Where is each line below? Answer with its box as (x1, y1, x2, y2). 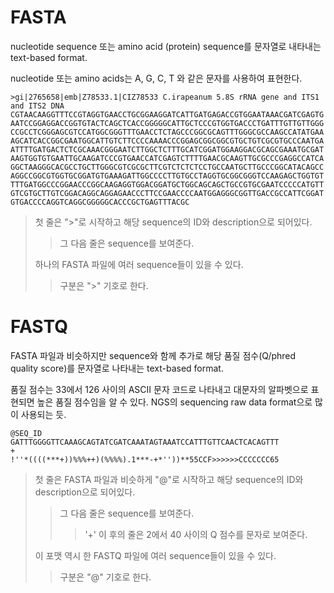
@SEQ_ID (10, 428, 43, 438)
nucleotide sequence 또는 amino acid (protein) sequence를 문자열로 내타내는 (10, 40, 322, 52)
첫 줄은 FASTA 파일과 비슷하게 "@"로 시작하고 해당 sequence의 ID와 (34, 473, 304, 485)
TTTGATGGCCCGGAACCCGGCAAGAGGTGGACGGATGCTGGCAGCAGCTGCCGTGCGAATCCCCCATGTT (10, 179, 325, 190)
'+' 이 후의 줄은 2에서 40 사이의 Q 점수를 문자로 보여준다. (84, 528, 308, 540)
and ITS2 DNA (10, 101, 65, 111)
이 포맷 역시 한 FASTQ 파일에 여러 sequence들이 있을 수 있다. (34, 549, 277, 561)
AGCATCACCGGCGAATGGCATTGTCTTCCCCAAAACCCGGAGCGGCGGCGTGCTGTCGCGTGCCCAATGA (10, 136, 325, 146)
